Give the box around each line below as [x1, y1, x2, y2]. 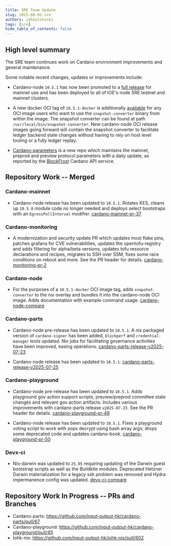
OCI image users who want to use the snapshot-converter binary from [12, 110, 160, 116]
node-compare [12, 303, 45, 309]
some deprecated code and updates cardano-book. [12, 431, 122, 437]
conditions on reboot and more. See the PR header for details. [12, 256, 143, 263]
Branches [5, 500, 37, 508]
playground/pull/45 [12, 529, 54, 535]
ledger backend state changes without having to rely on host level [12, 132, 152, 138]
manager [12, 339, 29, 344]
